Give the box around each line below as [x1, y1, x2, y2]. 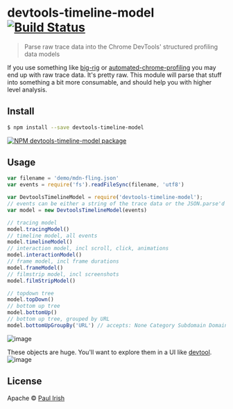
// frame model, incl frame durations [7, 258, 119, 265]
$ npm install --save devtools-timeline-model [7, 123, 144, 131]
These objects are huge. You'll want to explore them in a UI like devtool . [7, 348, 212, 356]
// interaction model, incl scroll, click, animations [7, 245, 169, 252]
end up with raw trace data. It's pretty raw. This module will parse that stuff [7, 71, 222, 79]
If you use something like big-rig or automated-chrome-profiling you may [7, 63, 216, 71]
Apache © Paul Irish [7, 394, 64, 402]
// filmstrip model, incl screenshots [7, 270, 119, 278]
